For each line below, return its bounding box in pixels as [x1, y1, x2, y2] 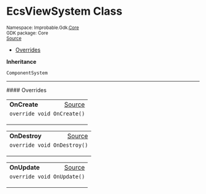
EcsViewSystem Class [6, 4, 123, 18]
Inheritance [6, 58, 37, 65]
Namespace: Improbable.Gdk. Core [6, 25, 80, 31]
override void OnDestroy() [9, 141, 88, 149]
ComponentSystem [6, 69, 48, 76]
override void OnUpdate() [9, 173, 85, 180]
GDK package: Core [6, 29, 48, 36]
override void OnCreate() [9, 110, 85, 117]
